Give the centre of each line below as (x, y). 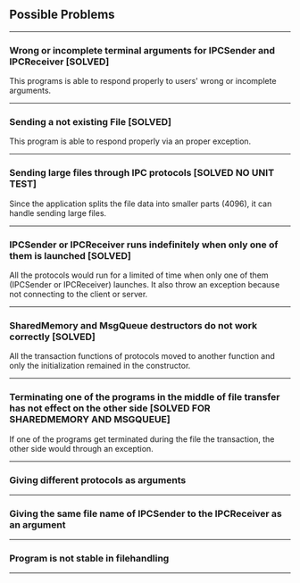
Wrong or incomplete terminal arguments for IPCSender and (142, 50)
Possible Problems (62, 15)
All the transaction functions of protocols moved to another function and (142, 356)
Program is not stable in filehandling (89, 559)
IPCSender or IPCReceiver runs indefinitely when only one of (144, 245)
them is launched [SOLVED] (70, 255)
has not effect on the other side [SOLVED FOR (110, 408)
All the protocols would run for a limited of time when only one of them (139, 275)
